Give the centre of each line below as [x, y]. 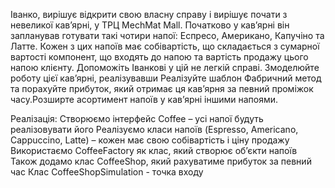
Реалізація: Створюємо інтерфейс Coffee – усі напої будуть [137, 118]
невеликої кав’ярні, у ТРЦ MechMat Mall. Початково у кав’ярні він [150, 25]
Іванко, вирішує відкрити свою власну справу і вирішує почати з [149, 14]
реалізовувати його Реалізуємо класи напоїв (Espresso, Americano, [154, 129]
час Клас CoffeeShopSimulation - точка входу [107, 172]
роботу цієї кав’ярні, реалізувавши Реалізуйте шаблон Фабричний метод [166, 78]
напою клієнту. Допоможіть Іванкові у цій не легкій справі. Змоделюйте [165, 67]
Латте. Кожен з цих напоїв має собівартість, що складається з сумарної [165, 46]
